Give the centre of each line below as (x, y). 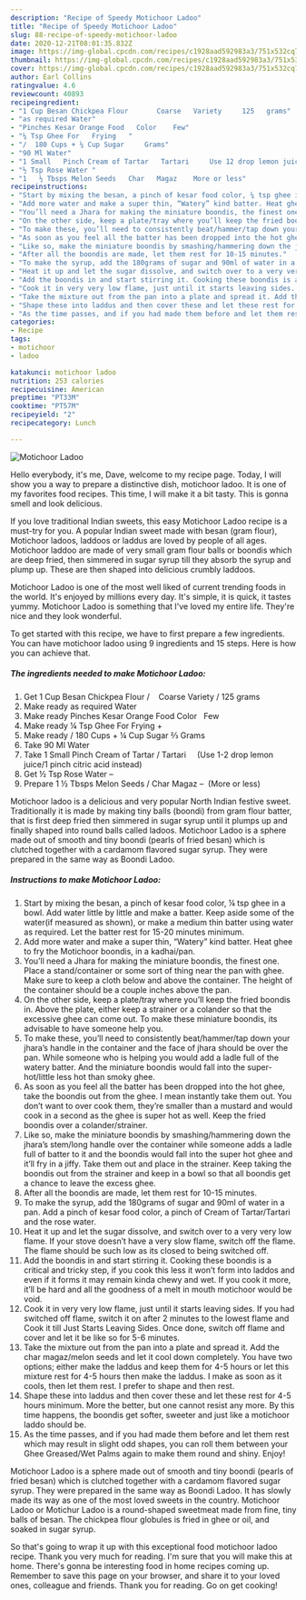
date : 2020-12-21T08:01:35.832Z (71, 43)
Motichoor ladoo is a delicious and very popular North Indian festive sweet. (151, 801)
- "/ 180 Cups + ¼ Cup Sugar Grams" (90, 145)
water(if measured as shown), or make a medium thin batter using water (158, 922)
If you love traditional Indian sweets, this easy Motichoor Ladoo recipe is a (149, 521)
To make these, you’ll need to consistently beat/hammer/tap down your (157, 1038)
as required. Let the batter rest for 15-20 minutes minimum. (133, 932)
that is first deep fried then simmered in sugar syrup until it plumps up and (149, 820)
